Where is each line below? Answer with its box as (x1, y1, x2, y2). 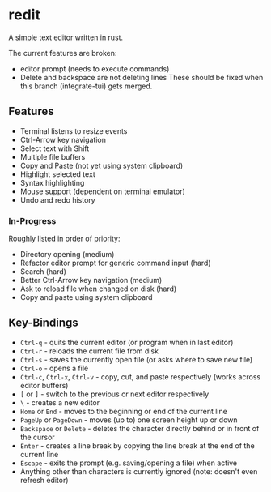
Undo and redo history (19, 195, 95, 204)
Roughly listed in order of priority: (8, 233, 121, 244)
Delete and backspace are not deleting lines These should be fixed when (19, 72, 264, 82)
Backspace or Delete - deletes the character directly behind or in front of (19, 423, 260, 433)
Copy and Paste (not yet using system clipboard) (19, 160, 184, 170)
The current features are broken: (8, 48, 117, 58)
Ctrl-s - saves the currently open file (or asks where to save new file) (19, 354, 253, 364)
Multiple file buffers (19, 152, 86, 161)
